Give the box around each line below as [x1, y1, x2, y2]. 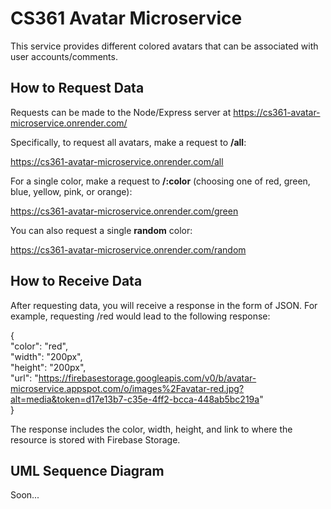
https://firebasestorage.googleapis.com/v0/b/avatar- [38, 372, 257, 384]
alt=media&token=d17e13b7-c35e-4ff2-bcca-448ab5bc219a [10, 393, 260, 405]
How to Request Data [10, 80, 145, 97]
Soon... [10, 489, 40, 501]
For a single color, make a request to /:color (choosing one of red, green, [10, 175, 311, 187]
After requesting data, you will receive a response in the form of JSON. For [10, 299, 318, 311]
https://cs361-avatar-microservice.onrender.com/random [10, 243, 247, 256]
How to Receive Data [10, 273, 143, 290]
